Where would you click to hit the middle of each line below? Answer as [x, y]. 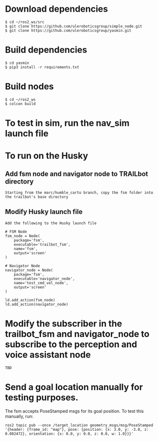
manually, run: [19, 416]
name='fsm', [26, 249]
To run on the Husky [47, 156]
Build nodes [30, 87]
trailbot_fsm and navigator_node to [77, 334]
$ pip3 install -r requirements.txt [42, 67]
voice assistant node [48, 355]
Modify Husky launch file [44, 212]
